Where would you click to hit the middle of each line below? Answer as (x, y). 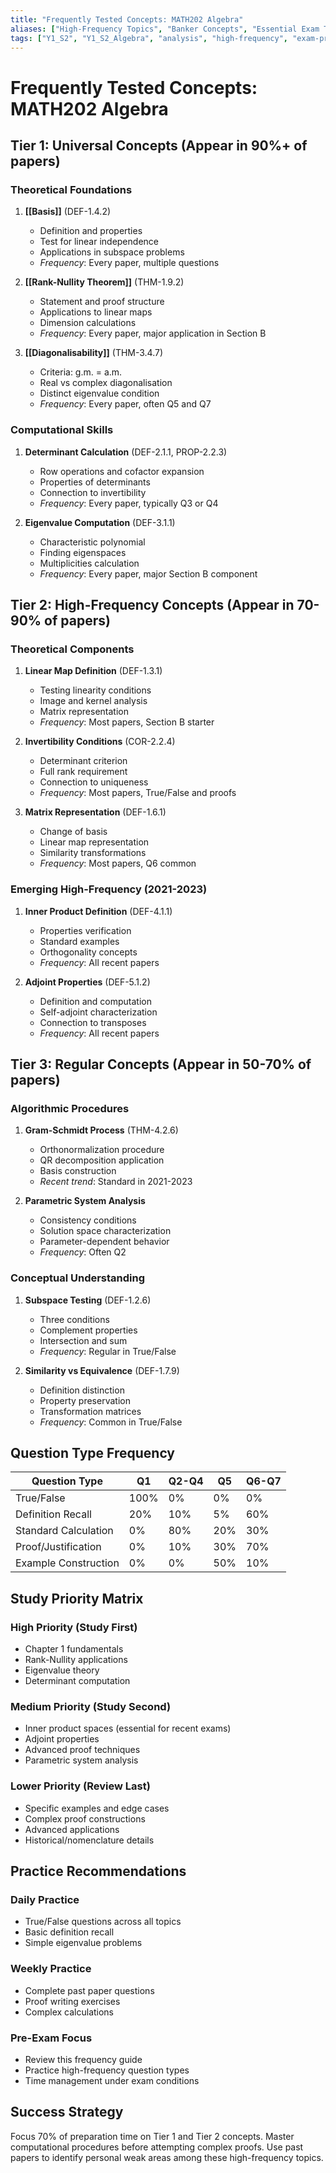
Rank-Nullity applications (76, 1660)
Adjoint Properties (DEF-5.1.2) (87, 982)
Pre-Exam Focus (51, 2038)
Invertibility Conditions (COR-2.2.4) (100, 742)
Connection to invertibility (93, 492)
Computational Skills (62, 430)
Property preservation (85, 1400)
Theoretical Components (72, 649)
